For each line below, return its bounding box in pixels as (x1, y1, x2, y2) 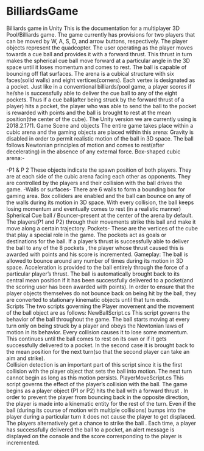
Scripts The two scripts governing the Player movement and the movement (6, 302, 195, 310)
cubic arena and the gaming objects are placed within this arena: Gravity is (6, 128, 194, 136)
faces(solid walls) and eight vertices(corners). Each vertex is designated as (6, 76, 195, 84)
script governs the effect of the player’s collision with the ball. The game (6, 380, 188, 387)
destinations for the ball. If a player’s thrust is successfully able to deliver (6, 237, 189, 245)
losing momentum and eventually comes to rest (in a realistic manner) (6, 205, 181, 212)
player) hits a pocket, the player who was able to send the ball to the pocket (6, 102, 197, 109)
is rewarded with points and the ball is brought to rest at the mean (6, 109, 172, 116)
